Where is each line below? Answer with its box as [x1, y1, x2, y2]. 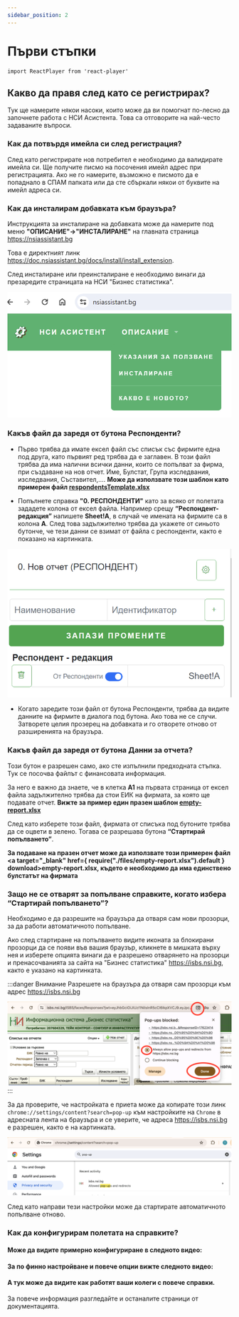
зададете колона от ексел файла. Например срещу [17, 504, 174, 513]
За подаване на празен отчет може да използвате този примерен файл [7, 848, 231, 857]
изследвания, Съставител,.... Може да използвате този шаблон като [17, 475, 229, 483]
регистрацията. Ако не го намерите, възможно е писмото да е [7, 170, 199, 178]
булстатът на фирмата [7, 871, 78, 879]
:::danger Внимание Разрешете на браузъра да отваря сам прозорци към [7, 980, 231, 989]
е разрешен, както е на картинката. [7, 1123, 116, 1131]
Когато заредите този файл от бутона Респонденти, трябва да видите [17, 705, 230, 713]
